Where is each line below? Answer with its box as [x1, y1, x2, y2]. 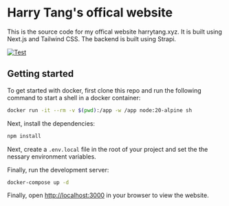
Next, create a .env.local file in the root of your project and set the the [7, 145, 208, 153]
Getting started [7, 68, 74, 80]
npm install [7, 133, 41, 139]
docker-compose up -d [7, 179, 69, 186]
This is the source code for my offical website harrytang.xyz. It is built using [7, 27, 222, 36]
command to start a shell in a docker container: [7, 93, 141, 102]
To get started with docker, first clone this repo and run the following [7, 86, 201, 94]
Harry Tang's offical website [7, 5, 173, 21]
